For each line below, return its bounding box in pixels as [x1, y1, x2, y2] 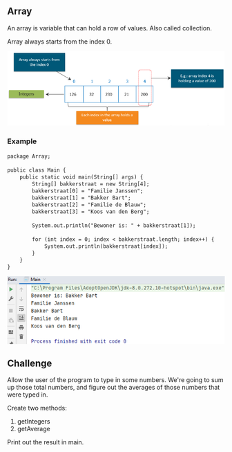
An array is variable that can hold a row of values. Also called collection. [7, 24, 213, 32]
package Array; [7, 153, 51, 160]
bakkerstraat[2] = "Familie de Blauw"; [32, 201, 147, 208]
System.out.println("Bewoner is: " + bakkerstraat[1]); [32, 222, 196, 229]
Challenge [7, 358, 52, 370]
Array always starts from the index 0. [7, 37, 113, 46]
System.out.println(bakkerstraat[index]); [43, 243, 168, 250]
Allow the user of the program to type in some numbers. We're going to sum [7, 376, 224, 384]
